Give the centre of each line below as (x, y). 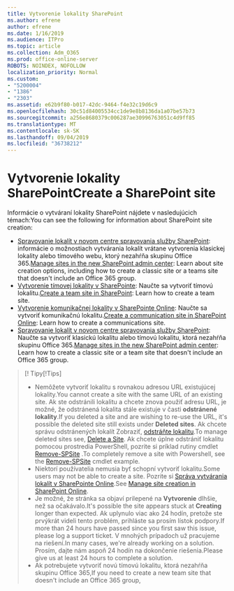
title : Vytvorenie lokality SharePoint (65, 14)
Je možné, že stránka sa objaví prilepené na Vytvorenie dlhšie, (126, 499)
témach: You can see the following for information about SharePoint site (110, 220)
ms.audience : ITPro (36, 40)
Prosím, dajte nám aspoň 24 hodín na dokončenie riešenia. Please (129, 550)
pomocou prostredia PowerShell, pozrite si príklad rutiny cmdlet (126, 447)
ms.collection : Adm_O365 (43, 53)
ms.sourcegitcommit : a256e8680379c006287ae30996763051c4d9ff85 (101, 118)
